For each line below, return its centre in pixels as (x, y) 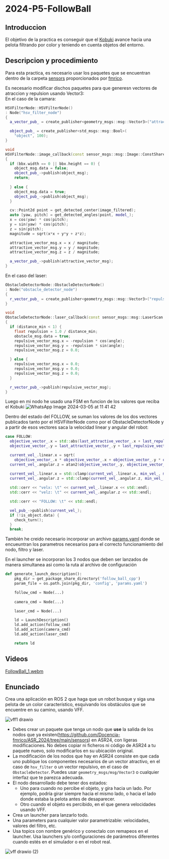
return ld (25, 643)
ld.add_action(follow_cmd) (43, 625)
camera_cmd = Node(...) (39, 602)
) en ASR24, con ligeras (113, 740)
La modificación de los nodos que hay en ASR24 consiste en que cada (86, 756)
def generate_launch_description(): (44, 574)
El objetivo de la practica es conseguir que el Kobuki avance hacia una (78, 39)
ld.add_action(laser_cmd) (41, 634)
